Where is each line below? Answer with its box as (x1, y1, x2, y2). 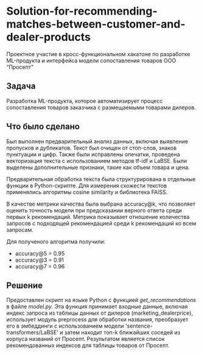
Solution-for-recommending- (6, 4, 158, 18)
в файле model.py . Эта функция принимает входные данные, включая (6, 303, 188, 310)
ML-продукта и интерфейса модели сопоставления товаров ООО (6, 57, 176, 64)
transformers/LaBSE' (6, 329, 59, 336)
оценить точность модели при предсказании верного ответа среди (6, 206, 183, 214)
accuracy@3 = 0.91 (15, 256, 64, 264)
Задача (6, 81, 36, 91)
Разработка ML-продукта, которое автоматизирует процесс (6, 97, 163, 104)
